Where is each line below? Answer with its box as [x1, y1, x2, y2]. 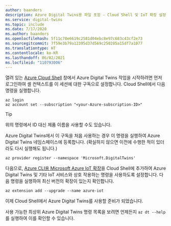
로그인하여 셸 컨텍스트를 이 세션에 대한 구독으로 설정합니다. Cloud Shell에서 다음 [5, 81, 165, 87]
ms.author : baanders [5, 31, 50, 36]
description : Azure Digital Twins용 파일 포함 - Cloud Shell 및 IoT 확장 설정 [5, 12, 166, 17]
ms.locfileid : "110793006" [5, 60, 63, 65]
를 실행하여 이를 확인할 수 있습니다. [5, 215, 75, 221]
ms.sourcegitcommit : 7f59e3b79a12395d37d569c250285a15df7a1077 [5, 41, 143, 46]
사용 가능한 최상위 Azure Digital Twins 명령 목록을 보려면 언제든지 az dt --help [5, 209, 166, 215]
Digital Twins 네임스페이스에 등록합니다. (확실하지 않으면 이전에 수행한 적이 [5, 139, 155, 145]
